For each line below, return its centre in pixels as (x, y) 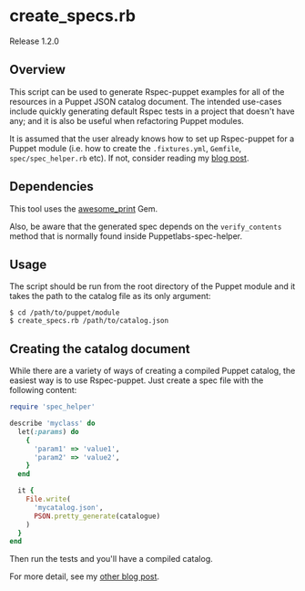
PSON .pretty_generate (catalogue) (97, 516)
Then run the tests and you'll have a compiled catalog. (112, 559)
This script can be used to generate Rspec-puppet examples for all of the (147, 91)
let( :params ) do (48, 431)
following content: (43, 390)
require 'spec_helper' (52, 407)
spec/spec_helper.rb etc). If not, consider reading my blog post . (129, 158)
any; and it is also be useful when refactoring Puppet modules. (127, 120)
